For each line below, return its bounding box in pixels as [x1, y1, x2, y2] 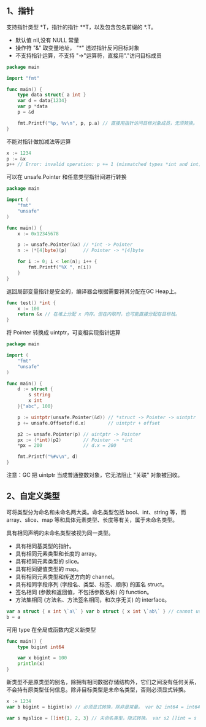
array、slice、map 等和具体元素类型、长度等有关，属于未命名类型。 [6, 516, 178, 524]
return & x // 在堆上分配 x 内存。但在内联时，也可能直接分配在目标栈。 [17, 311, 180, 318]
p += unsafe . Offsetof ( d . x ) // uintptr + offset [17, 420, 161, 426]
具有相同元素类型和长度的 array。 [15, 549, 100, 557]
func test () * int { [6, 300, 56, 306]
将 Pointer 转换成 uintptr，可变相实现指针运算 [6, 329, 121, 336]
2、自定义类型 [6, 491, 60, 501]
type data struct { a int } [17, 92, 86, 98]
